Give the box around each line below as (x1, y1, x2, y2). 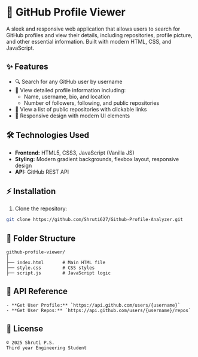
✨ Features (6, 62, 48, 72)
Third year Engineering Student (6, 344, 87, 351)
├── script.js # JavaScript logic (6, 270, 111, 276)
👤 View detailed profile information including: (14, 86, 126, 93)
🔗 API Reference (6, 286, 68, 297)
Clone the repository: (14, 205, 68, 212)
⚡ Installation (6, 186, 56, 196)
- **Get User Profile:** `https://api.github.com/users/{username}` (6, 302, 181, 308)
